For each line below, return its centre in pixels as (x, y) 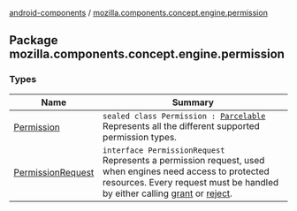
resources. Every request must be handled (191, 182)
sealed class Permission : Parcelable (184, 116)
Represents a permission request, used (184, 160)
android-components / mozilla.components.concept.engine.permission (138, 13)
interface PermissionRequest (164, 150)
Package (34, 40)
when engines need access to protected (186, 171)
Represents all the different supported (182, 125)
